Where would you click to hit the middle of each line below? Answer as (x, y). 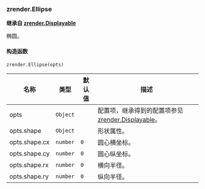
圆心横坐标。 (116, 142)
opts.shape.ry (29, 176)
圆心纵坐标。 (116, 154)
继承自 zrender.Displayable (41, 23)
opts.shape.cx (30, 142)
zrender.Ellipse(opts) (35, 65)
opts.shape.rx (29, 165)
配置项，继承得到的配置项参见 (140, 110)
